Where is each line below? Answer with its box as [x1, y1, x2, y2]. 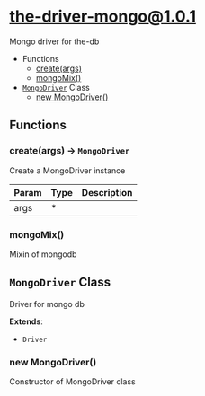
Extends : [9, 316, 43, 327]
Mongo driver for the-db [9, 36, 100, 47]
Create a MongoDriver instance [9, 164, 126, 176]
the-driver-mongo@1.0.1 [9, 6, 196, 27]
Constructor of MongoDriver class [9, 376, 137, 387]
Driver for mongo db [9, 298, 85, 309]
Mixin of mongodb [9, 249, 77, 260]
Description [81, 186, 133, 198]
